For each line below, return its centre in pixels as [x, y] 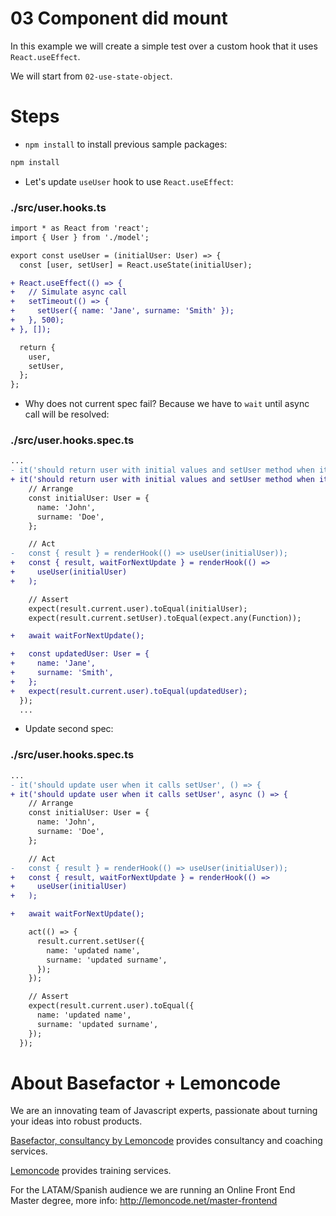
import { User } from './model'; [80, 237]
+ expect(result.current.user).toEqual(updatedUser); [129, 691]
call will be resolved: [67, 414]
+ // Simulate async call [69, 292]
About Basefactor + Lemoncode [145, 1083]
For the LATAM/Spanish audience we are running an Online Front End [153, 1190]
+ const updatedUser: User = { [80, 654]
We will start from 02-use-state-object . [91, 76]
